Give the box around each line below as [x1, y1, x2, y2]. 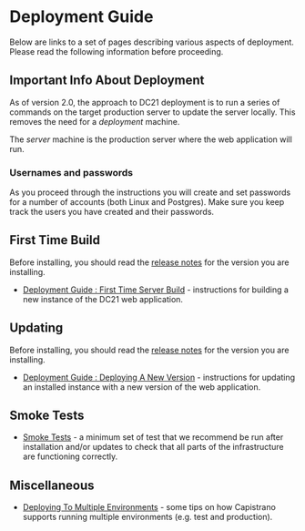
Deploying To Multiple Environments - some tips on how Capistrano [22, 502, 276, 513]
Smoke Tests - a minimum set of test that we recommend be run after [22, 432, 284, 443]
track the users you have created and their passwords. [9, 207, 215, 218]
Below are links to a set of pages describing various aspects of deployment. [9, 36, 294, 47]
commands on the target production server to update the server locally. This [9, 107, 296, 117]
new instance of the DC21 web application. [22, 293, 184, 304]
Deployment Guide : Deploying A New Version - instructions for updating [22, 372, 296, 383]
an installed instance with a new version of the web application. [22, 381, 261, 393]
